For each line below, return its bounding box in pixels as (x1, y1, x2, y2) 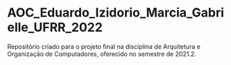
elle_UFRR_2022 (7, 19, 103, 35)
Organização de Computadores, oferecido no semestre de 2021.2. (7, 50, 196, 58)
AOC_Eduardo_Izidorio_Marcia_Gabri (7, 5, 224, 21)
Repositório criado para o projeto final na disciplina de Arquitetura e (7, 42, 201, 50)
